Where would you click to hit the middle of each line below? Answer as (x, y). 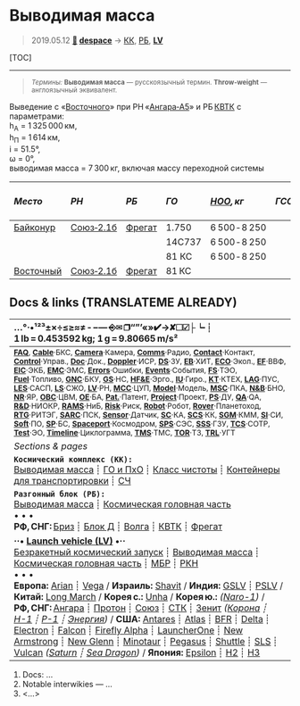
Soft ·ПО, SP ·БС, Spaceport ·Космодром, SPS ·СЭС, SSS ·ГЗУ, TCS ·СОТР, (142, 424)
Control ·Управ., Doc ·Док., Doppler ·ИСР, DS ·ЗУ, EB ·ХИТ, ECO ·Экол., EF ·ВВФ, (150, 361)
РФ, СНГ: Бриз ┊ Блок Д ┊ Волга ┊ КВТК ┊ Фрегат (118, 527)
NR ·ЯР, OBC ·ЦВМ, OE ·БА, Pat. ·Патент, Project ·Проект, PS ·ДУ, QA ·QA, (137, 397)
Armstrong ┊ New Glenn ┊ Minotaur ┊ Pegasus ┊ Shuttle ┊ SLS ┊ (146, 642)
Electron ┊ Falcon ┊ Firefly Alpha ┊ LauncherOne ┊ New (129, 630)
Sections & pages (50, 446)
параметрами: (37, 116)
